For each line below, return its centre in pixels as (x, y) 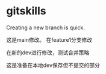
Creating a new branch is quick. (46, 27)
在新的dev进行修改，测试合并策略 (48, 53)
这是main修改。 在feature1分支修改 (49, 39)
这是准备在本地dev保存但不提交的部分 (53, 65)
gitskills (26, 11)
